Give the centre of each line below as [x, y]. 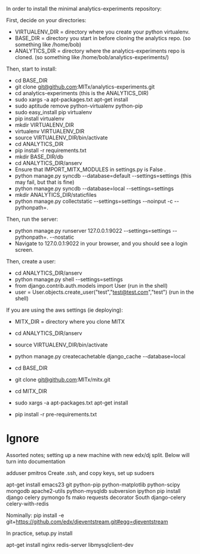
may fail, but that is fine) [44, 182]
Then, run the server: [32, 219]
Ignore [23, 439]
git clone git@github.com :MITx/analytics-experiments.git [85, 87]
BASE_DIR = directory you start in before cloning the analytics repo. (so [103, 38]
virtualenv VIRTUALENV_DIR [50, 131]
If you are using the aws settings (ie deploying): [65, 310]
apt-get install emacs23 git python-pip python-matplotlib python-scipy [93, 485]
